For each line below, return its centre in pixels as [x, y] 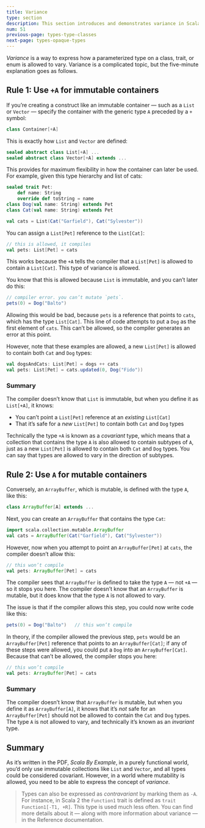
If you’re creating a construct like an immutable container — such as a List [101, 105]
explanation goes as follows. [42, 71]
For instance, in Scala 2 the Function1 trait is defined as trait [99, 800]
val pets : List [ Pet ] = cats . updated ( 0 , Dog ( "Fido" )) [75, 370]
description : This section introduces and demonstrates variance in [95, 23]
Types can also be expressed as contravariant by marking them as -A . [110, 794]
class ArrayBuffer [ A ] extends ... [50, 507]
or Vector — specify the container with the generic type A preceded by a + [99, 112]
